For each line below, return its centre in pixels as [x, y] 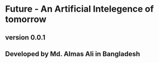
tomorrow [26, 19]
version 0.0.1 [25, 37]
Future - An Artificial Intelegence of [79, 9]
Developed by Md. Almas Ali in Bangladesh [73, 54]
